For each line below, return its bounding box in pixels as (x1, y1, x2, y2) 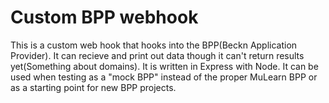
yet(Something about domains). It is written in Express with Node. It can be (10, 60, 319, 72)
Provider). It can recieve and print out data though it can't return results (10, 49, 305, 61)
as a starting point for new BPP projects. (10, 81, 177, 93)
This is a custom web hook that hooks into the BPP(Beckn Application (10, 39, 298, 51)
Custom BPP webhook (10, 6, 199, 29)
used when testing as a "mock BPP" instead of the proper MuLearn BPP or (10, 71, 318, 83)
